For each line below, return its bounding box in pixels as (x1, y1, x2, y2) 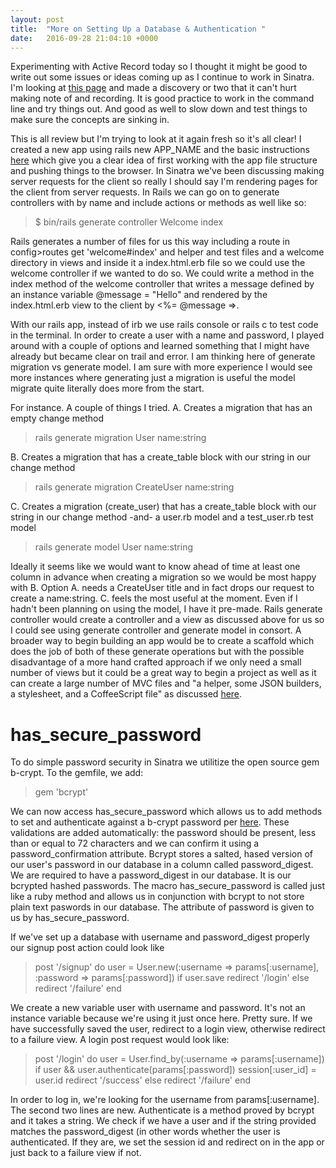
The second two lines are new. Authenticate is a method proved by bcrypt (10, 1104, 315, 1116)
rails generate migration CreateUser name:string (34, 481, 235, 493)
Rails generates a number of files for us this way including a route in (10, 236, 290, 248)
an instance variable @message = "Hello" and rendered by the (10, 289, 268, 301)
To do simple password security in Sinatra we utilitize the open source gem (10, 756, 320, 768)
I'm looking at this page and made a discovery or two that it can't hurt (10, 82, 297, 94)
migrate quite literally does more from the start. (10, 382, 205, 395)
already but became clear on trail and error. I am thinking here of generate (10, 351, 316, 363)
